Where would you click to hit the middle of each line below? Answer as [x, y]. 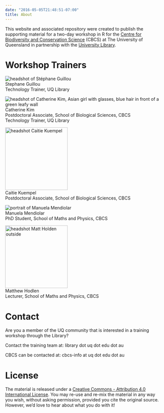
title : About [19, 15]
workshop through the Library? [37, 336]
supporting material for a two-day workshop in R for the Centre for [74, 34]
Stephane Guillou [23, 84]
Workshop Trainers [46, 65]
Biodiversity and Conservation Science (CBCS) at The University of [74, 39]
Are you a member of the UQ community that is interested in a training [77, 330]
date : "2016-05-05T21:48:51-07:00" [42, 10]
